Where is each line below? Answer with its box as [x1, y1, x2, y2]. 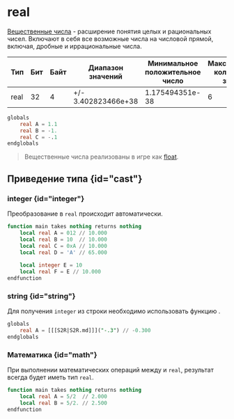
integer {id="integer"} [7, 193, 85, 203]
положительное [145, 67, 201, 77]
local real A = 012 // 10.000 [19, 229, 108, 237]
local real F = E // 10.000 [19, 269, 101, 276]
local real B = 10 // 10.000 [19, 236, 108, 243]
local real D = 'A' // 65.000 [19, 248, 108, 256]
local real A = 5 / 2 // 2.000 [19, 393, 108, 400]
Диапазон [88, 63, 124, 72]
